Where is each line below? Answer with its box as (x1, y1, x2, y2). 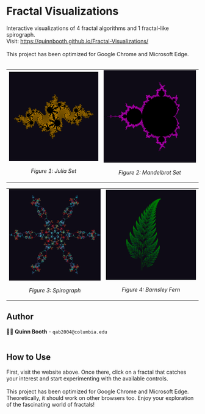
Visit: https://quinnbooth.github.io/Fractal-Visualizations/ (6, 37, 149, 45)
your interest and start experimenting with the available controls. (6, 374, 168, 382)
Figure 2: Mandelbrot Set (118, 169, 181, 176)
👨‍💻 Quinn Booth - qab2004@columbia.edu (6, 328, 108, 335)
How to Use (6, 352, 51, 363)
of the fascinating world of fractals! (6, 401, 95, 408)
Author (6, 311, 34, 322)
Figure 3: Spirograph (29, 287, 81, 294)
